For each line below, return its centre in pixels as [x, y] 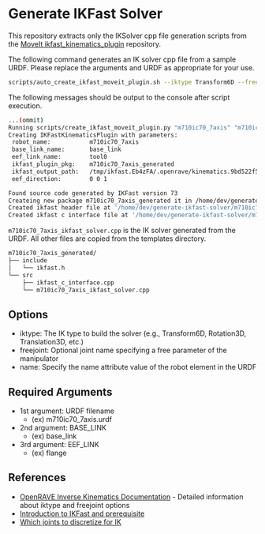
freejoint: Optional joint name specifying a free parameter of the [123, 350]
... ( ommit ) [26, 120]
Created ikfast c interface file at [68, 215]
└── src [21, 275]
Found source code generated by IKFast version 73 [93, 193]
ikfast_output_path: [45, 171]
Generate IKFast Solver [86, 14]
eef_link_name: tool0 [60, 157]
